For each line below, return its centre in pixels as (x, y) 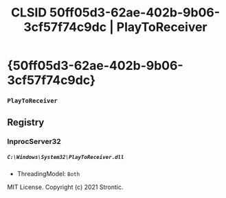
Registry (26, 122)
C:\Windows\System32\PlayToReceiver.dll (66, 158)
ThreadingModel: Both (48, 174)
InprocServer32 (34, 142)
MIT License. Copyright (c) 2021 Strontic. (65, 187)
